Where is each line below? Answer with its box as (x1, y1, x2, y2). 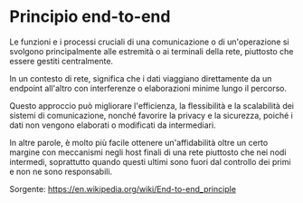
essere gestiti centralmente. (9, 55, 114, 66)
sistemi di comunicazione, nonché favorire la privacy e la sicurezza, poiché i (9, 110, 294, 121)
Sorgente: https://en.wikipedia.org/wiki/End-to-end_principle (9, 183, 237, 194)
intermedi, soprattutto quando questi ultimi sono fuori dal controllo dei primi (9, 156, 291, 167)
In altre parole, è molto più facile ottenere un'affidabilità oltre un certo (9, 137, 269, 148)
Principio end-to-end (9, 6, 171, 27)
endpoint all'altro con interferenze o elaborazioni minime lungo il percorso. (9, 82, 288, 93)
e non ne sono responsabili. (9, 166, 113, 177)
